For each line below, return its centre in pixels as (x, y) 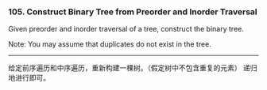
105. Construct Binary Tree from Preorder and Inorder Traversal (133, 12)
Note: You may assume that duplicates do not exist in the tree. (110, 44)
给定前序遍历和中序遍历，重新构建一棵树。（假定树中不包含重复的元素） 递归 (133, 68)
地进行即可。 (29, 78)
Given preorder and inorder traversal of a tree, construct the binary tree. (126, 29)
